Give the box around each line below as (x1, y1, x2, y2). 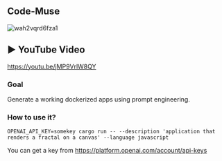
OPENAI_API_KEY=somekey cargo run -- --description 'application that (7, 128, 216, 135)
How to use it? (7, 112, 57, 122)
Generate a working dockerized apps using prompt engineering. (7, 95, 191, 103)
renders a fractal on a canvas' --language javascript (7, 134, 169, 141)
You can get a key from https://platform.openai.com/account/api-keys (7, 146, 207, 155)
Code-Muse (7, 6, 60, 17)
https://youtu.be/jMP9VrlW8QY (7, 62, 96, 70)
